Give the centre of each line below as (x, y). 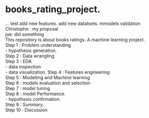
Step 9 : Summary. (25, 104)
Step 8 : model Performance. (36, 94)
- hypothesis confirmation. (33, 99)
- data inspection (23, 67)
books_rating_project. (53, 9)
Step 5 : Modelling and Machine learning (48, 77)
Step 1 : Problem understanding (38, 45)
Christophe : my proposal (32, 28)
